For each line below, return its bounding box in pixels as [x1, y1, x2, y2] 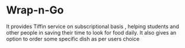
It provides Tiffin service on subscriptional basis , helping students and [6, 23, 180, 30]
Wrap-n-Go [6, 4, 64, 17]
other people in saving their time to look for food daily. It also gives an [6, 29, 177, 36]
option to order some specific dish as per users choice [6, 35, 140, 42]
